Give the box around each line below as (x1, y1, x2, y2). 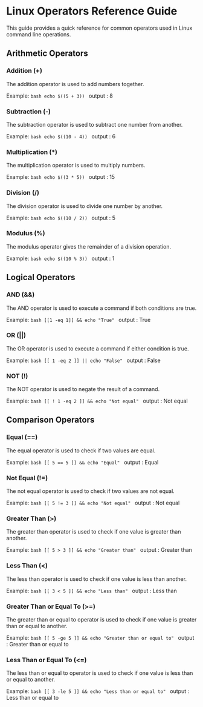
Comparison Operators (6, 415, 95, 425)
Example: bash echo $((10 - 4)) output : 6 (6, 132, 116, 140)
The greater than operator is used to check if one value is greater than (6, 528, 181, 535)
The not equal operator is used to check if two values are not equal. (6, 488, 175, 495)
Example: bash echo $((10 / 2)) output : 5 (6, 214, 116, 221)
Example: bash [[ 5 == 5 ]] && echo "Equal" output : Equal (6, 458, 159, 466)
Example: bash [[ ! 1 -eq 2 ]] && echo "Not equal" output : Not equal (6, 397, 188, 404)
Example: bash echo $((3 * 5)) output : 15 (6, 173, 115, 181)
